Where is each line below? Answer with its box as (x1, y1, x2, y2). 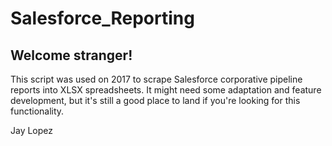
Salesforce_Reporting (10, 7, 195, 30)
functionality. (10, 105, 65, 117)
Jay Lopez (10, 125, 54, 136)
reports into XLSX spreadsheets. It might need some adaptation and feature (10, 84, 322, 96)
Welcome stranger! (10, 47, 133, 64)
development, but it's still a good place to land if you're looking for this (10, 95, 301, 106)
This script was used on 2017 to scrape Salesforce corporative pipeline (10, 73, 303, 85)
